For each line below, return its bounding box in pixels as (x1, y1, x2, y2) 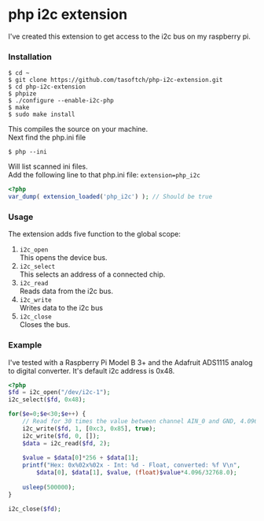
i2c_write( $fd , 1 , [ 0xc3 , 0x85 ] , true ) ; (22, 424, 156, 433)
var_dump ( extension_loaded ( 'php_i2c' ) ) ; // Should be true (8, 193, 213, 201)
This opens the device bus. (19, 253, 108, 262)
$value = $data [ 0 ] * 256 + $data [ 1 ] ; (22, 454, 139, 462)
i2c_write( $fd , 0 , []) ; (22, 432, 101, 440)
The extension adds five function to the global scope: (8, 229, 181, 239)
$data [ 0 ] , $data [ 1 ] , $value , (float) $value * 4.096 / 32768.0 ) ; (36, 469, 237, 477)
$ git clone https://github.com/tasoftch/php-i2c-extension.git (8, 76, 223, 84)
